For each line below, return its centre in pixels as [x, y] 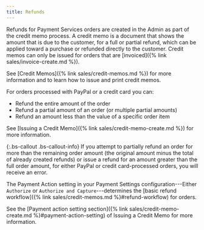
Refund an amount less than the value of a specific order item [93, 116]
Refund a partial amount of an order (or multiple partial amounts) [96, 110]
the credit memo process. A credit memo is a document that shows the [95, 36]
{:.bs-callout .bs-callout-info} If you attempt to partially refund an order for [100, 146]
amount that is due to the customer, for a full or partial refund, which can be [101, 42]
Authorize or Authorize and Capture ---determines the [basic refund [91, 190]
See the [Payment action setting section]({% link [67, 209]
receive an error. [27, 172]
